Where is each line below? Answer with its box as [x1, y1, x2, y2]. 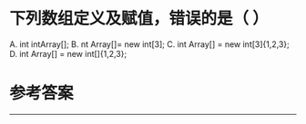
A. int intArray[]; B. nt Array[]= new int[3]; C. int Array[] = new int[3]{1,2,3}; [9, 38, 290, 50]
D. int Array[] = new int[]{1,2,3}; [9, 48, 127, 59]
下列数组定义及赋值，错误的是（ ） [9, 8, 269, 29]
